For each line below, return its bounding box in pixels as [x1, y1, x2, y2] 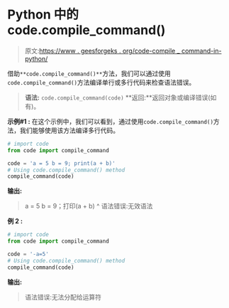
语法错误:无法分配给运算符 [24, 292, 101, 301]
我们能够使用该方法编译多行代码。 [19, 126, 119, 134]
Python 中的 [7, 6, 79, 23]
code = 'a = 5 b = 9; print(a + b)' [7, 159, 116, 167]
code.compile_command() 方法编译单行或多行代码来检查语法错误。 [7, 78, 196, 86]
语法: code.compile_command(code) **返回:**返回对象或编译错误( [24, 93, 211, 102]
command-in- [181, 46, 222, 55]
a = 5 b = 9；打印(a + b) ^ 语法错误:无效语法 [24, 202, 153, 211]
